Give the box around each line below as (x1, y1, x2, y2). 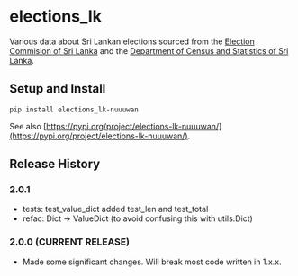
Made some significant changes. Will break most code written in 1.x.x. (22, 256, 282, 267)
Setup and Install (9, 81, 106, 96)
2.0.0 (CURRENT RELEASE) (9, 236, 131, 248)
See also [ (9, 120, 47, 131)
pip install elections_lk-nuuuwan (9, 105, 140, 114)
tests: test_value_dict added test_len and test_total (22, 204, 209, 215)
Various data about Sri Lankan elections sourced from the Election (9, 36, 255, 47)
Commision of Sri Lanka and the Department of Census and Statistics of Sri (9, 45, 289, 56)
